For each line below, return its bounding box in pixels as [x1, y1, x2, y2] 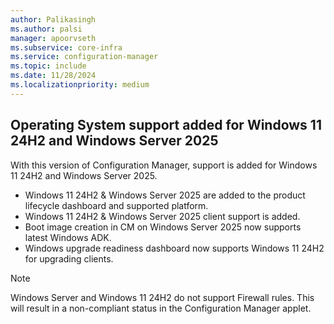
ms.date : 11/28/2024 [10, 71, 97, 81]
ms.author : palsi [10, 24, 83, 34]
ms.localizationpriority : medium [10, 80, 150, 90]
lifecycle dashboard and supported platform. [24, 199, 209, 211]
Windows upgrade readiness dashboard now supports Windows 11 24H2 [24, 242, 325, 254]
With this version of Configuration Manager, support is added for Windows [10, 159, 318, 171]
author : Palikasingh [10, 14, 97, 25]
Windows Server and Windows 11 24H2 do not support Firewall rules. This [10, 291, 315, 303]
